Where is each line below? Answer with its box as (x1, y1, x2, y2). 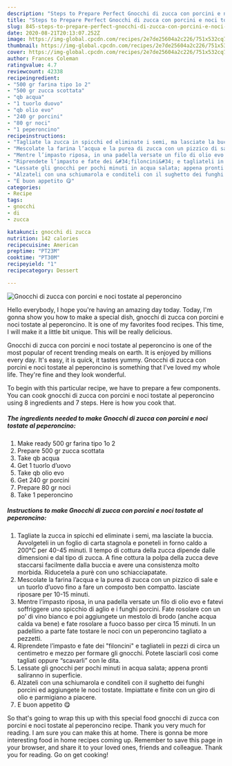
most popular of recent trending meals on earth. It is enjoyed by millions (7, 348, 212, 356)
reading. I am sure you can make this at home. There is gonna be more (7, 728, 209, 737)
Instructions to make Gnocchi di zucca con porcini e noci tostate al (7, 507, 204, 515)
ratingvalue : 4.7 (7, 62, 57, 69)
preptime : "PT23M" (7, 248, 60, 255)
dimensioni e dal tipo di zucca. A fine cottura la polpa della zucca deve (17, 553, 219, 561)
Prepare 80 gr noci (17, 483, 71, 491)
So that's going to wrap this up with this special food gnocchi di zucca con (7, 713, 220, 722)
